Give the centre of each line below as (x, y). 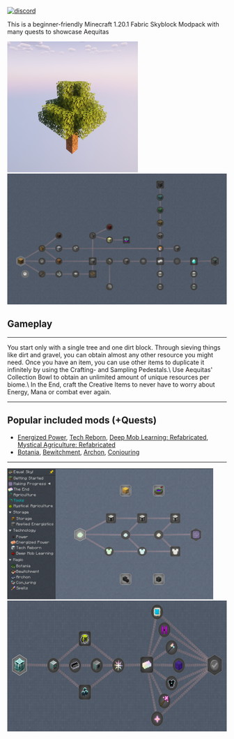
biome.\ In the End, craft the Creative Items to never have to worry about (111, 385)
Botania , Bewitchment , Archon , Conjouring (78, 452)
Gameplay (30, 324)
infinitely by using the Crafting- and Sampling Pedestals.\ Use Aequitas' (110, 369)
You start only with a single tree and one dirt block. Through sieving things (114, 347)
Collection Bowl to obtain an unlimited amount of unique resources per (109, 377)
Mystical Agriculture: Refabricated (67, 445)
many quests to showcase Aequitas (58, 32)
